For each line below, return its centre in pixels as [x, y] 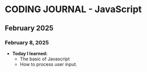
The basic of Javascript [45, 59]
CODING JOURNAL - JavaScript [73, 9]
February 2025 [29, 28]
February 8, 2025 [27, 43]
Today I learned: [30, 53]
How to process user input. [48, 64]
